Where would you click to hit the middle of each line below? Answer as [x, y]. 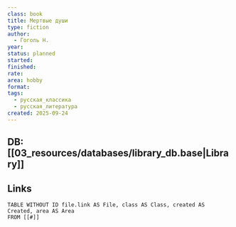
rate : [15, 73]
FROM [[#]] [23, 217]
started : [20, 60]
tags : [15, 93]
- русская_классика [43, 100]
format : [19, 87]
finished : [22, 67]
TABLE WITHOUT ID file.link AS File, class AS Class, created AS [106, 205]
